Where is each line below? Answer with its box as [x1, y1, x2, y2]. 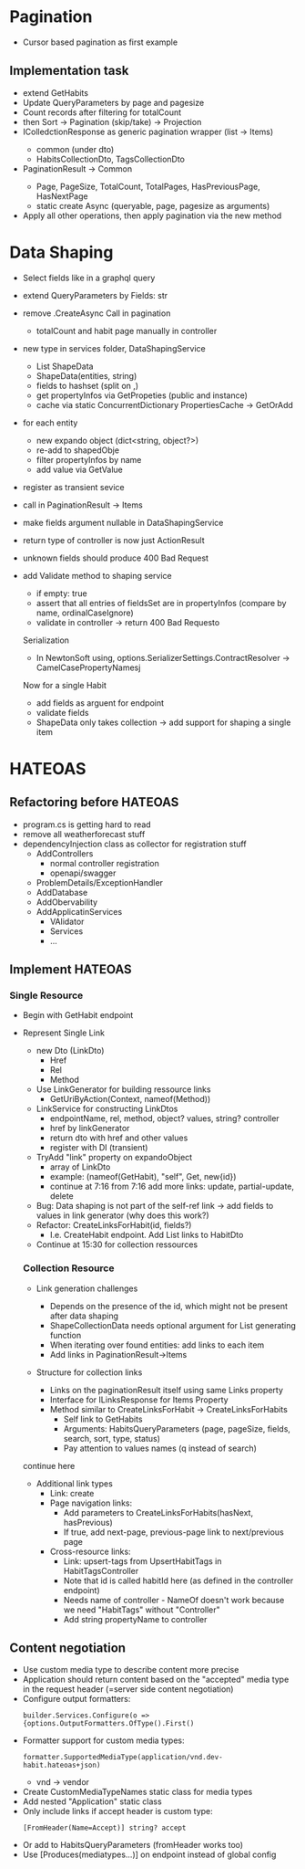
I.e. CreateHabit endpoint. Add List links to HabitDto [49, 1230, 244, 1241]
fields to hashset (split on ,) [36, 380, 139, 391]
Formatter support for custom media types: [22, 1735, 185, 1746]
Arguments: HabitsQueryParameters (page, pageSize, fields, [63, 1423, 291, 1434]
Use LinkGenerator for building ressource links [36, 1084, 211, 1095]
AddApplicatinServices [36, 906, 123, 917]
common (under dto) [36, 143, 115, 154]
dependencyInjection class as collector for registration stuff [22, 838, 248, 849]
